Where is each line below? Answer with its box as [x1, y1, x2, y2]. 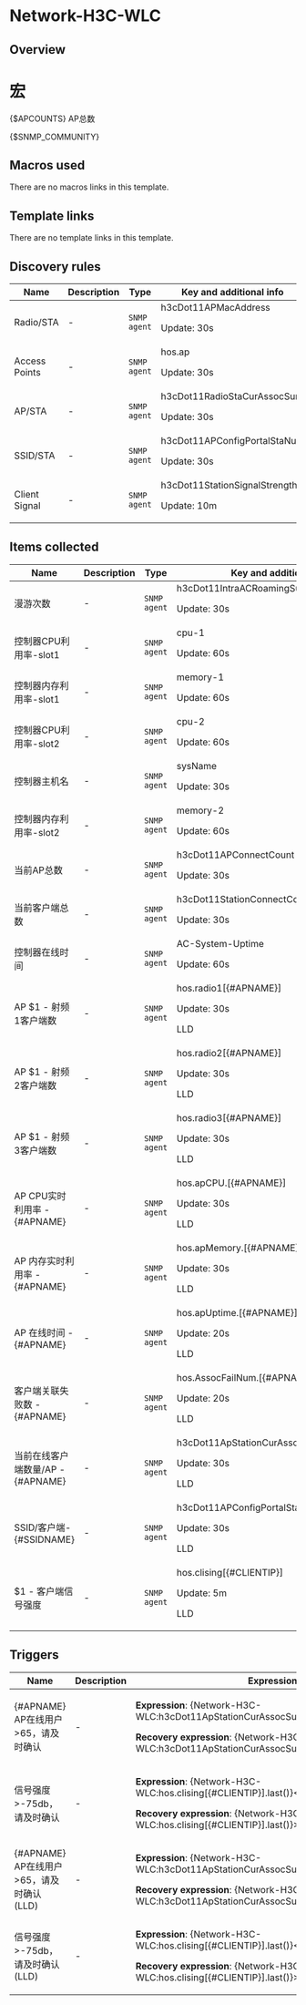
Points [14, 365, 41, 378]
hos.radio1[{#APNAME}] [176, 982, 282, 994]
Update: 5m [176, 1587, 228, 1599]
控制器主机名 [14, 775, 70, 787]
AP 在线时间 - [14, 1326, 75, 1339]
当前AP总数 [14, 863, 64, 876]
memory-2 [176, 804, 225, 817]
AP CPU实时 [14, 1189, 66, 1202]
